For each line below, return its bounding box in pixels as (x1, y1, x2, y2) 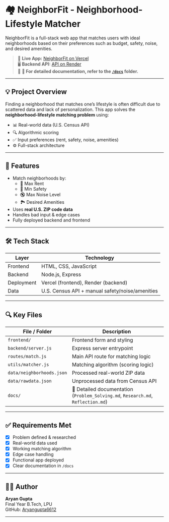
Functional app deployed (12, 457, 64, 463)
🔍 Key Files (5, 311, 43, 319)
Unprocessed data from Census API (72, 378, 157, 385)
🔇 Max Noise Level (20, 191, 61, 197)
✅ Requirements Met (5, 421, 72, 429)
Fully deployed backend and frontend (12, 217, 91, 223)
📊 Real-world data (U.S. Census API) (12, 122, 90, 128)
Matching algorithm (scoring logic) (72, 361, 154, 368)
